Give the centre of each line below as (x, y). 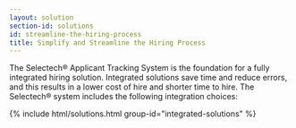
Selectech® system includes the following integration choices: (124, 97)
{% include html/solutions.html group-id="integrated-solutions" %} (133, 114)
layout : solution (42, 17)
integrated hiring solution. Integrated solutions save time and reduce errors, (148, 78)
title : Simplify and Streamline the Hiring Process (107, 43)
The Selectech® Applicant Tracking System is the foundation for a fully (140, 68)
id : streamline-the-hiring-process (76, 34)
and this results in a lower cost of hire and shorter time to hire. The (132, 87)
